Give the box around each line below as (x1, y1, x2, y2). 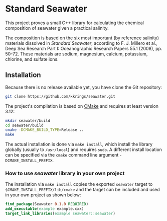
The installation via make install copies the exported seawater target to (5, 181, 153, 187)
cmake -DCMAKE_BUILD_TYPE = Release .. (5, 127, 84, 132)
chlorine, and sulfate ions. (5, 56, 59, 62)
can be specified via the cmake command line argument (5, 152, 119, 158)
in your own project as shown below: (5, 192, 81, 198)
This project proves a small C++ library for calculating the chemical (5, 20, 144, 26)
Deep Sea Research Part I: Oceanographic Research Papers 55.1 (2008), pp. (5, 45, 162, 51)
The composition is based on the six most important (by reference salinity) (5, 35, 159, 41)
